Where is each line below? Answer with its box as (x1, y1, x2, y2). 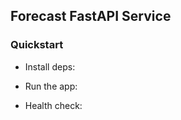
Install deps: (24, 60, 76, 73)
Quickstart (10, 38, 64, 52)
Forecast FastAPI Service (10, 8, 172, 25)
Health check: (24, 99, 83, 111)
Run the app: (24, 80, 78, 92)
